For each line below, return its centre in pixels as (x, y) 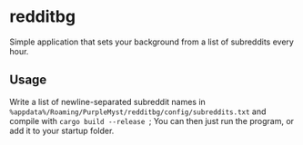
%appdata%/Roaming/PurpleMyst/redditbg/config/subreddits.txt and (138, 111)
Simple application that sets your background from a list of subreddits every (151, 42)
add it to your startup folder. (62, 130)
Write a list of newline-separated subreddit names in (108, 101)
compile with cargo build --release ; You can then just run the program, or (151, 121)
